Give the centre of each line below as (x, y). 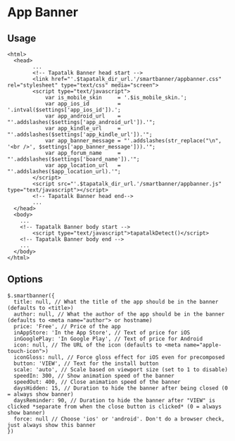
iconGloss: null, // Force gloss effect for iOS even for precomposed (119, 357)
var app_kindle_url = (83, 128)
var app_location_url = (83, 166)
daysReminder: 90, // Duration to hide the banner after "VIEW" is (115, 400)
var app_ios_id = (83, 104)
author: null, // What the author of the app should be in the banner (119, 314)
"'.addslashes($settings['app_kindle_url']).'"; (80, 135)
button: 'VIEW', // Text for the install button (86, 364)
